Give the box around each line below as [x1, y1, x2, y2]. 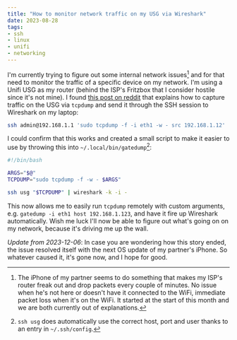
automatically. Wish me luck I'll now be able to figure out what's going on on [7, 216, 229, 225]
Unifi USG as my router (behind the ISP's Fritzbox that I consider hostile [7, 86, 215, 94]
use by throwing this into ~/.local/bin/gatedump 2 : [7, 142, 152, 152]
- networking [7, 50, 46, 57]
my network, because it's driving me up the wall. [7, 224, 149, 233]
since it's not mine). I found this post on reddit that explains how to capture [7, 93, 225, 101]
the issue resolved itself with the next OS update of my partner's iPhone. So [7, 245, 228, 254]
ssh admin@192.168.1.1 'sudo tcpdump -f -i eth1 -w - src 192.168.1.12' [7, 122, 226, 129]
